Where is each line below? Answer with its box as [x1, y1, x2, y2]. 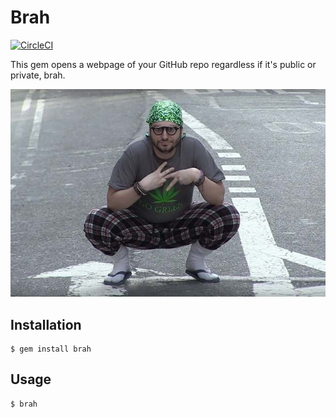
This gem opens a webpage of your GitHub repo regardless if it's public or [10, 58, 317, 70]
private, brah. [10, 69, 66, 81]
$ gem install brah [10, 344, 92, 354]
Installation [10, 316, 82, 333]
